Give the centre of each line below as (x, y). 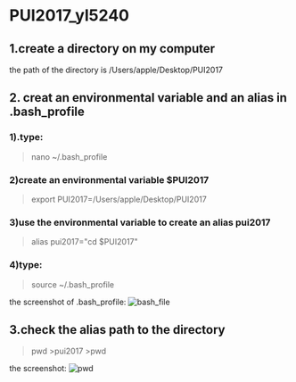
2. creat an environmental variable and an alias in (148, 98)
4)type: (26, 265)
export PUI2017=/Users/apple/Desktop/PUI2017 (119, 199)
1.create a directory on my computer (112, 49)
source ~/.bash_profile (73, 284)
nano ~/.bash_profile (69, 156)
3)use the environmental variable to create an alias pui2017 (140, 222)
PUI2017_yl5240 (69, 16)
